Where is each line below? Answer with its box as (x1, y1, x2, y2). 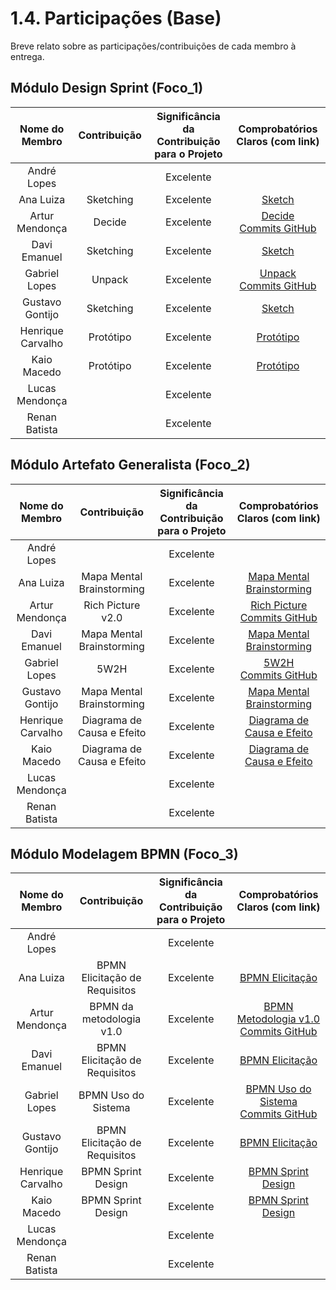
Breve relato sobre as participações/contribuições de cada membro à (10, 40, 297, 52)
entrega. (10, 50, 45, 62)
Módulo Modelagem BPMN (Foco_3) (10, 845, 239, 862)
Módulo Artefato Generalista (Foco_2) (10, 457, 251, 474)
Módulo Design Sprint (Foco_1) (10, 80, 204, 97)
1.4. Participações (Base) (10, 7, 222, 30)
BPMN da (89, 1000, 134, 1014)
